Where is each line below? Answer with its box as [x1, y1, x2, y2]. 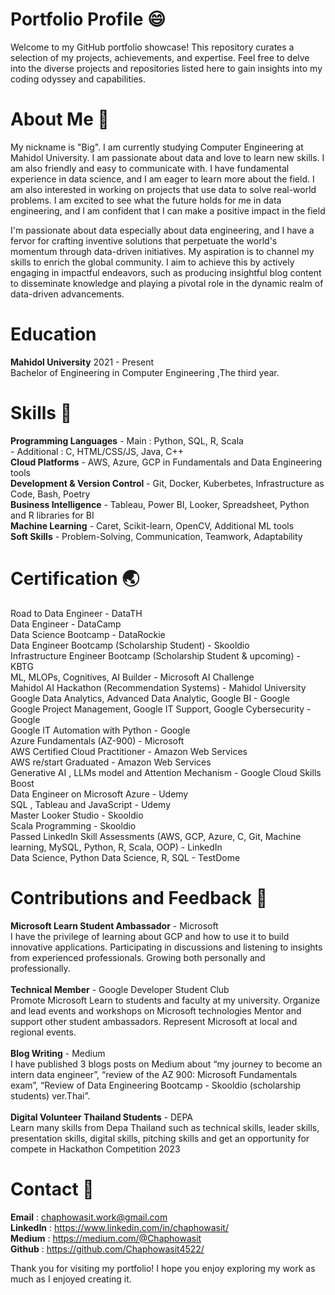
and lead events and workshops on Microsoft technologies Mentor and [10, 1004, 302, 1017]
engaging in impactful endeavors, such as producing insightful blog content [10, 266, 322, 278]
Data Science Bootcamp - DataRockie [10, 628, 166, 640]
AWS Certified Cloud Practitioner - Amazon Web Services [10, 745, 248, 757]
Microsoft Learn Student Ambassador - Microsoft [10, 919, 219, 932]
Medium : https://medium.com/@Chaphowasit [10, 1232, 202, 1244]
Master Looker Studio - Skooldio [10, 809, 144, 821]
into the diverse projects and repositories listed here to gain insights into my [10, 62, 323, 74]
